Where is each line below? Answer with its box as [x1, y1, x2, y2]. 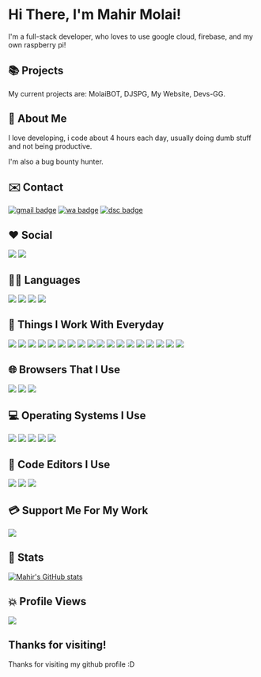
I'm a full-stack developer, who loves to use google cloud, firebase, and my [8, 32, 253, 41]
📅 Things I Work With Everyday [8, 318, 165, 331]
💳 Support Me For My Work [8, 504, 149, 517]
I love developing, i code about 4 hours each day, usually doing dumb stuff [8, 133, 252, 142]
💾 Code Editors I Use [8, 457, 111, 471]
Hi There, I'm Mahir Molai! [8, 6, 182, 24]
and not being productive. [8, 141, 93, 151]
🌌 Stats [8, 551, 44, 565]
